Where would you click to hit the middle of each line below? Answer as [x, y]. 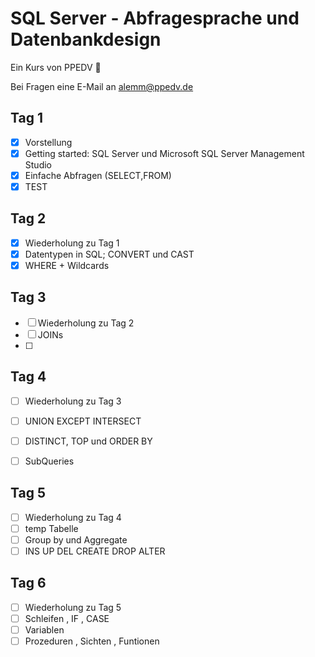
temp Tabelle [51, 528]
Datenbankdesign [86, 39]
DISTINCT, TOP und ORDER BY [88, 441]
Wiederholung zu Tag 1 [72, 243]
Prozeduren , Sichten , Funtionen [92, 641]
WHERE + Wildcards [67, 265]
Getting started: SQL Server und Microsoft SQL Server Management [164, 153]
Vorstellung [48, 142]
